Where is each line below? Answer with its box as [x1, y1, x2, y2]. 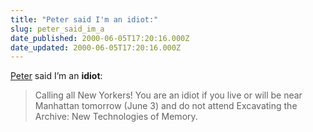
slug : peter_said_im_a [10, 24, 105, 34]
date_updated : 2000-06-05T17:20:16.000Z [10, 42, 182, 53]
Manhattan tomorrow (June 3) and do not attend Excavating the [34, 100, 298, 112]
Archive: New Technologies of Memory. [34, 111, 198, 123]
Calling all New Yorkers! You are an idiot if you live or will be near [34, 89, 303, 101]
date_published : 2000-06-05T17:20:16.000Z [10, 33, 190, 43]
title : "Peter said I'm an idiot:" [10, 14, 159, 25]
